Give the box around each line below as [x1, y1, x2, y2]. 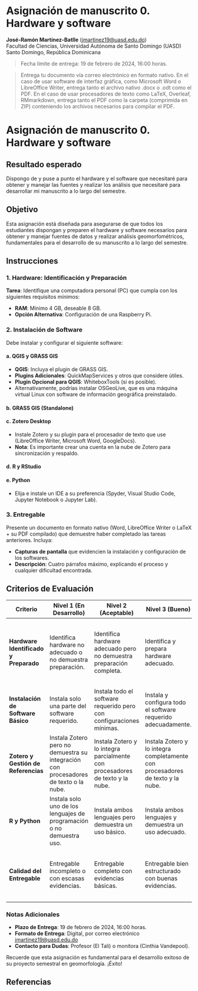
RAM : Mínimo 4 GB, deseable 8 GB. [14, 305, 101, 312]
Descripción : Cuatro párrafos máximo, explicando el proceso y [14, 560, 169, 567]
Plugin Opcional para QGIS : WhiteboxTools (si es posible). [14, 378, 157, 385]
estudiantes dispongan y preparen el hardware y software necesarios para [6, 226, 187, 233]
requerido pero [94, 702, 136, 710]
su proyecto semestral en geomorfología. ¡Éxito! [6, 960, 123, 967]
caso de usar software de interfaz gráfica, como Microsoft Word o [20, 78, 181, 85]
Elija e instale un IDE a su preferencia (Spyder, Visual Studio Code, [14, 490, 176, 497]
